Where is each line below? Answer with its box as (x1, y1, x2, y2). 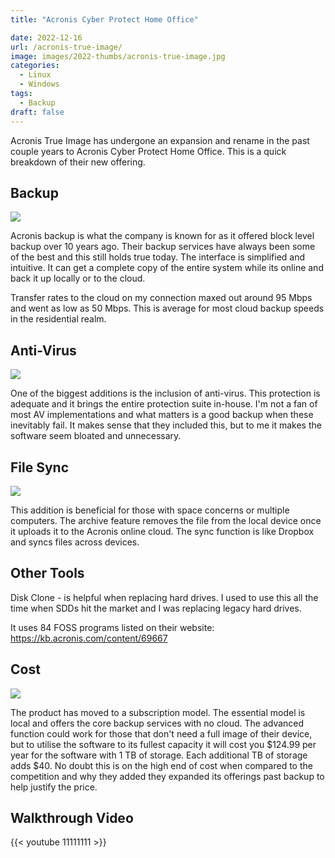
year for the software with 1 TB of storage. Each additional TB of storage (10, 749, 308, 761)
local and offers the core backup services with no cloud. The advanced (10, 717, 305, 729)
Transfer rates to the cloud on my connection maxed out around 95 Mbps (10, 292, 313, 304)
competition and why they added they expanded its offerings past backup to (10, 770, 325, 782)
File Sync (10, 459, 70, 476)
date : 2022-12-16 (10, 32, 83, 43)
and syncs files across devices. (10, 536, 140, 548)
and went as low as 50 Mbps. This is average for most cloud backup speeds (10, 302, 325, 315)
